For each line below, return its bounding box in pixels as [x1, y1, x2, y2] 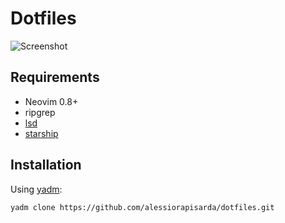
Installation [10, 157, 82, 174]
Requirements [10, 69, 100, 86]
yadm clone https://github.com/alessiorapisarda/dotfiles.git [10, 202, 275, 212]
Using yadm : [10, 183, 63, 195]
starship [24, 127, 59, 139]
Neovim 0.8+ [24, 95, 79, 107]
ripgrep [24, 106, 56, 118]
